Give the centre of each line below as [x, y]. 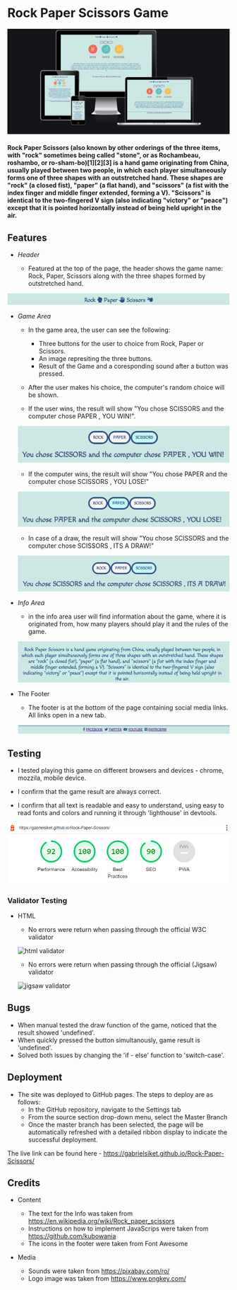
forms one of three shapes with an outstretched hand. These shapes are [115, 178]
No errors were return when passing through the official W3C [117, 930]
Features [27, 237]
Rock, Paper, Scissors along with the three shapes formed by [117, 276]
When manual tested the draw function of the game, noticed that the [117, 1025]
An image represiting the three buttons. [96, 358]
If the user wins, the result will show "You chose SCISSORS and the [126, 408]
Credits [24, 1183]
